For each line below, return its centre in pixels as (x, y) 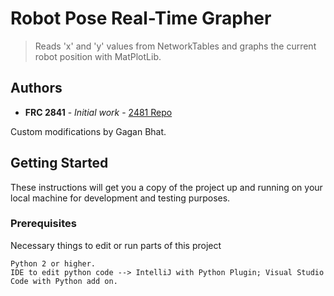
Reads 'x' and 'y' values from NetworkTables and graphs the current (175, 46)
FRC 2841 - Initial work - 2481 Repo (98, 112)
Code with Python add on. (64, 281)
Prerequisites (43, 224)
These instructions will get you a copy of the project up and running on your (166, 187)
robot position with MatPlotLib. (98, 56)
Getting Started (59, 163)
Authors (36, 88)
